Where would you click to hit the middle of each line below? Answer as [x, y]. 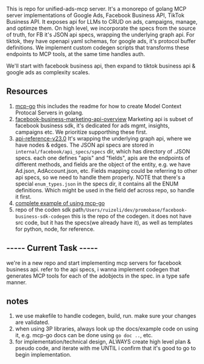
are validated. [32, 323]
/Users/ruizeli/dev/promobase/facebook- [135, 210]
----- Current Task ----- [52, 248]
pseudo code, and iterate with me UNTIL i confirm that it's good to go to [105, 348]
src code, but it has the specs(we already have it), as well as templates [104, 222]
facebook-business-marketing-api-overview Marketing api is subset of [104, 119]
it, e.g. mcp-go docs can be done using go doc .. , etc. [84, 335]
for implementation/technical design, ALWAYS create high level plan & [103, 342]
